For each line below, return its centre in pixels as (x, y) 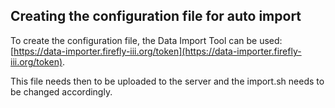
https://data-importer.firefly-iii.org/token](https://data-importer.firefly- (157, 51)
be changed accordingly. (61, 91)
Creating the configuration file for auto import (156, 16)
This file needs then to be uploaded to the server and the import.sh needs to (167, 81)
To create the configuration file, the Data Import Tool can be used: (146, 40)
